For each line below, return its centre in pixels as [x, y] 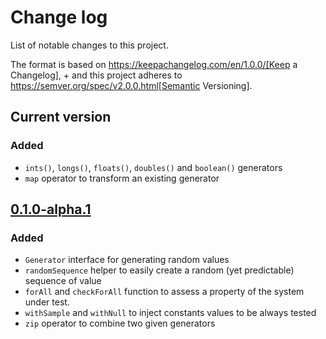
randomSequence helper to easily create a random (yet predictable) [159, 270]
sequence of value [63, 281]
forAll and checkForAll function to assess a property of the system [164, 292]
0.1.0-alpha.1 [51, 209]
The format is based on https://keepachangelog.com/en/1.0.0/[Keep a [154, 64]
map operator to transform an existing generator [122, 178]
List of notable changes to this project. [89, 45]
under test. [47, 302]
